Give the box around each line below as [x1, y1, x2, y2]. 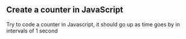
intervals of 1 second [6, 27, 59, 34]
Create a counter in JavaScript [6, 5, 124, 15]
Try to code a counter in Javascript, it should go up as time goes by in [6, 20, 180, 28]
